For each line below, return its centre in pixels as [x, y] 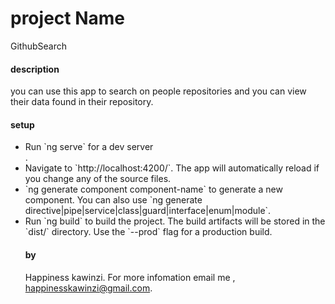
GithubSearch [39, 46]
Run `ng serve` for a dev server [89, 147]
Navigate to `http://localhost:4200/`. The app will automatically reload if [172, 168]
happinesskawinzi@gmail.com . [88, 288]
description [35, 69]
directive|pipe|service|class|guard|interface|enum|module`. [148, 211]
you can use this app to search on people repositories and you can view [158, 91]
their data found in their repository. [82, 102]
